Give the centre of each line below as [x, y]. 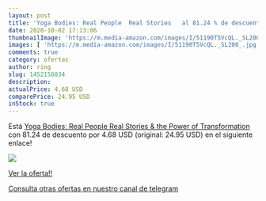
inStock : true [32, 104]
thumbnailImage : [35, 38]
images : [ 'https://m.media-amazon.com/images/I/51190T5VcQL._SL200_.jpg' [134, 45]
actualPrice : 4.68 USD [46, 89]
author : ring [30, 67]
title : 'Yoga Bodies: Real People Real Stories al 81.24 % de [118, 23]
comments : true [33, 52]
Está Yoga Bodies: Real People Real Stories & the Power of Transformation [129, 127]
